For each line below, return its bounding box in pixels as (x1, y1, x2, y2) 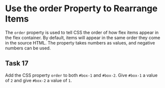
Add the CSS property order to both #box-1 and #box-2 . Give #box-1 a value (5, 72, 158, 78)
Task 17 (5, 59, 29, 67)
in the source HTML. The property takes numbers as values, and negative (5, 40, 155, 45)
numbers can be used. (5, 45, 51, 51)
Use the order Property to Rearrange (5, 3, 158, 14)
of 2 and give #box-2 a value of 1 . (5, 77, 72, 83)
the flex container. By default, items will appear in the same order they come (5, 35, 161, 41)
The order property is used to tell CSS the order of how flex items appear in (5, 29, 159, 35)
